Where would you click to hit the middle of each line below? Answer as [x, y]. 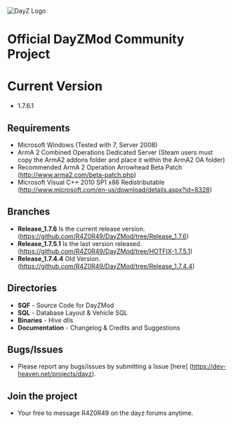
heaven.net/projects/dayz [55, 374]
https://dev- [209, 366]
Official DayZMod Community [96, 39]
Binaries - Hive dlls [45, 320]
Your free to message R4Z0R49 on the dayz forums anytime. [105, 413]
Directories [32, 288]
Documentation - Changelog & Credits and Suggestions [99, 328]
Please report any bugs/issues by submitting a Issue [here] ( [105, 366]
